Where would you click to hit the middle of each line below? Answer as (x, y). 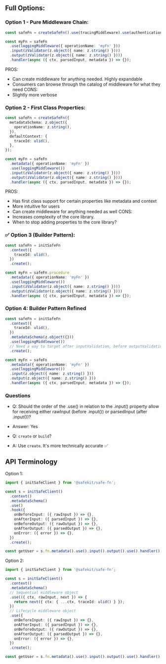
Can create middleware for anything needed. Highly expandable (77, 79)
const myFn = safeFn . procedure (37, 273)
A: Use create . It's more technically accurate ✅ (60, 446)
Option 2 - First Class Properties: (45, 108)
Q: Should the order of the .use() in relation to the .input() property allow (85, 406)
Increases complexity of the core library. (53, 217)
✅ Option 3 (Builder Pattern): (40, 235)
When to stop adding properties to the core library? (64, 222)
